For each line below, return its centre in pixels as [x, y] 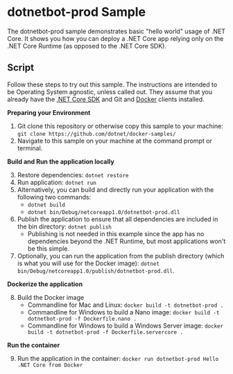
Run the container [34, 345]
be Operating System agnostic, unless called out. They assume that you [110, 91]
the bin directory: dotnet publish [64, 226]
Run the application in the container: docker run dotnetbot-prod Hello [118, 358]
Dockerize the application [45, 284]
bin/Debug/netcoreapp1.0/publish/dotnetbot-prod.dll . [96, 270]
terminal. [30, 148]
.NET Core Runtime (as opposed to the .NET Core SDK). [87, 46]
